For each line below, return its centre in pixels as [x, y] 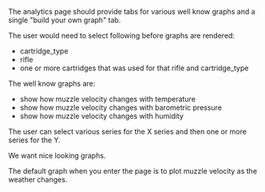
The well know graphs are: [52, 84]
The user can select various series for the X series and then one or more [128, 132]
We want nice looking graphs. [57, 156]
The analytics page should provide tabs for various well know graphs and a [132, 12]
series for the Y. [35, 140]
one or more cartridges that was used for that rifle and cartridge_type [134, 68]
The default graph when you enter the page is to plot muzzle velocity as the [133, 171]
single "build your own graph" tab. [65, 20]
